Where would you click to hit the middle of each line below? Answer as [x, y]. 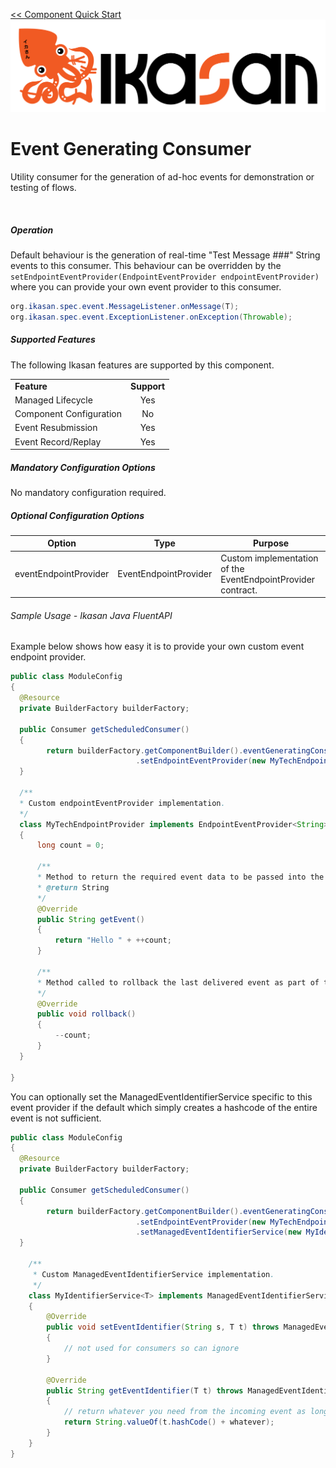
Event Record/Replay [58, 441]
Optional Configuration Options [77, 515]
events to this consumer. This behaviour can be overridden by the [146, 266]
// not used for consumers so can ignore [151, 1349]
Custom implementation [269, 558]
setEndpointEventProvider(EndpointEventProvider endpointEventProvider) [165, 277]
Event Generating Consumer [131, 149]
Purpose [271, 543]
